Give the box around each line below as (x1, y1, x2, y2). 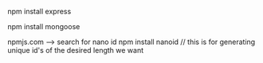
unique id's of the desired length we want (7, 46, 144, 54)
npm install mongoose (7, 22, 80, 31)
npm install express (7, 7, 72, 16)
